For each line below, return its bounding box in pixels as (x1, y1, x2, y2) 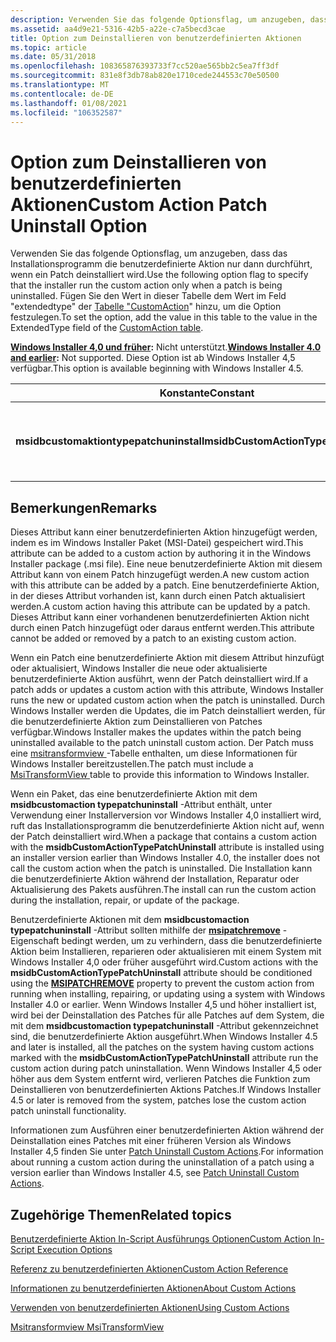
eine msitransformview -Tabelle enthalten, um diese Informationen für (10, 747, 298, 760)
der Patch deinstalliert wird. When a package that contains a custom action (10, 831, 317, 843)
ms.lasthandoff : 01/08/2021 (10, 98, 128, 108)
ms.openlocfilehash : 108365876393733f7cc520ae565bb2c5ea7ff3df (10, 61, 280, 71)
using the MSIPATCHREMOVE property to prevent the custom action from (10, 977, 315, 990)
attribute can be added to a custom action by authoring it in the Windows (10, 547, 312, 560)
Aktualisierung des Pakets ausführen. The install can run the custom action (10, 884, 317, 896)
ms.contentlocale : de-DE (10, 89, 114, 99)
